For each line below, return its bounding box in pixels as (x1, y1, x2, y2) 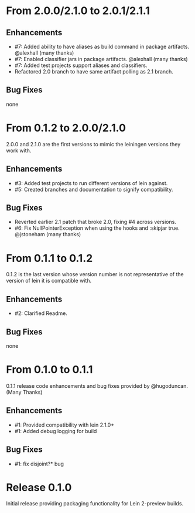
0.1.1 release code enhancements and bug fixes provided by (6, 382, 150, 389)
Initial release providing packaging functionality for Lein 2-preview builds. (6, 500, 183, 507)
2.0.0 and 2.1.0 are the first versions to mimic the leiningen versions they (6, 140, 181, 147)
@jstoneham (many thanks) (14, 231, 81, 238)
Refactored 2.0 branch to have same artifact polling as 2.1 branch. (14, 68, 174, 75)
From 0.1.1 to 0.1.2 (6, 252, 93, 265)
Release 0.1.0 (6, 481, 72, 494)
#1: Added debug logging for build (14, 427, 97, 434)
